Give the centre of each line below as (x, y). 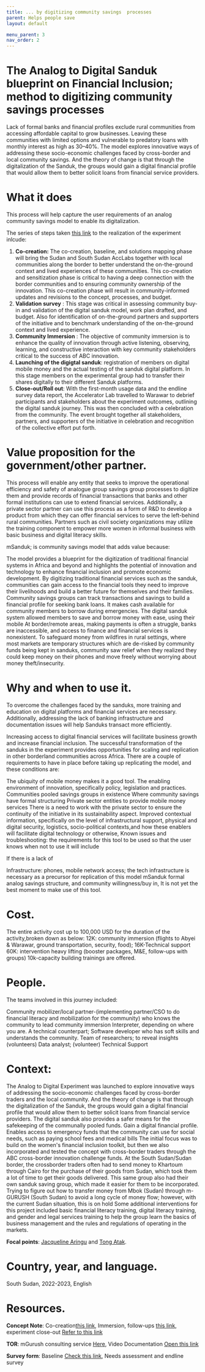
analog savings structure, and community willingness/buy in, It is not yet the (102, 883)
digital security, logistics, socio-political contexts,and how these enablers (99, 827)
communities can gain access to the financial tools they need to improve (98, 585)
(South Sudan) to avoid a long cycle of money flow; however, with (113, 1197)
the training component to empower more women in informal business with (101, 528)
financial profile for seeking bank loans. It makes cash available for (90, 604)
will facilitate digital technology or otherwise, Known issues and (87, 833)
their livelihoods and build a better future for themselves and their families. (100, 591)
